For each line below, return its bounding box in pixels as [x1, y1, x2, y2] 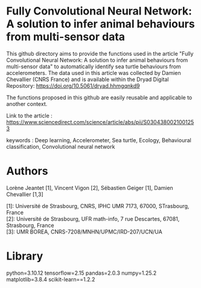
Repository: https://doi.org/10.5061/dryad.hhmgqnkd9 [6, 82, 140, 89]
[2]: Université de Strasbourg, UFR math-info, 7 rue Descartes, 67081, [6, 215, 180, 222]
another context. [6, 100, 48, 107]
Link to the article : [6, 112, 53, 119]
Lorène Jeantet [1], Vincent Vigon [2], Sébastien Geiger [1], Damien [6, 184, 173, 191]
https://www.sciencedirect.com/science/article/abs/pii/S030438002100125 [6, 118, 194, 125]
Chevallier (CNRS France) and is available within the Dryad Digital [6, 76, 169, 83]
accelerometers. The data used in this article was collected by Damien [6, 69, 181, 76]
